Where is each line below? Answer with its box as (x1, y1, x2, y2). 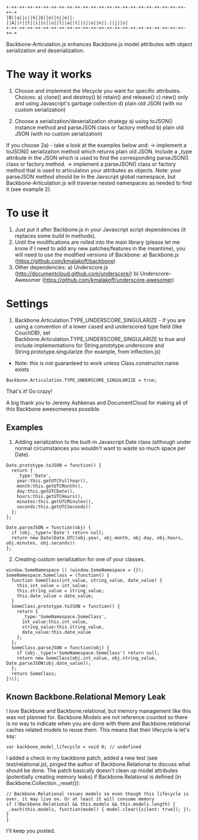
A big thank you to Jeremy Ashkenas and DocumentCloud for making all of (6, 399, 188, 406)
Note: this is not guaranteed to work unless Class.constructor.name (14, 359, 179, 366)
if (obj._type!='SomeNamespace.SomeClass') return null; (17, 650, 160, 656)
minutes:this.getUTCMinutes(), (17, 498, 94, 504)
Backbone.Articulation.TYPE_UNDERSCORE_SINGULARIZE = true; (6, 377, 158, 383)
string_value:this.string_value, (21, 624, 105, 630)
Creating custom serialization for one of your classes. (14, 555, 145, 562)
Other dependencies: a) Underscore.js (14, 263, 108, 271)
